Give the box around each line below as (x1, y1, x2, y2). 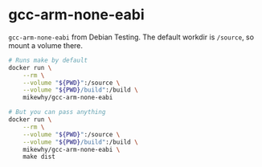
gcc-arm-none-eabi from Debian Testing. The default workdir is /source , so (8, 32, 255, 42)
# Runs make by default (8, 56, 88, 64)
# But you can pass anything (8, 108, 106, 116)
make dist (23, 153, 56, 161)
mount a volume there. (8, 40, 83, 50)
